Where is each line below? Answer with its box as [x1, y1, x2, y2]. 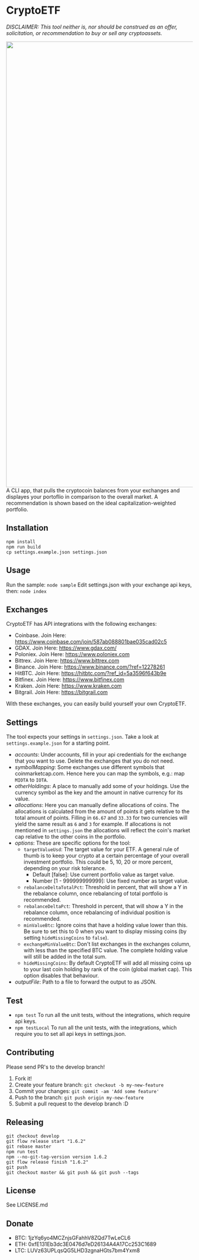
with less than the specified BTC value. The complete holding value [23, 947, 188, 954]
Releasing [6, 1117, 44, 1127]
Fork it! [14, 1075, 33, 1082]
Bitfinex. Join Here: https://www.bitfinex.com [14, 676, 124, 683]
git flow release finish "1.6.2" [6, 1159, 89, 1165]
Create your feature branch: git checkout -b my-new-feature [14, 1081, 164, 1088]
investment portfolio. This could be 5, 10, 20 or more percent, [23, 858, 173, 865]
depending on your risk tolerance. [23, 865, 107, 872]
